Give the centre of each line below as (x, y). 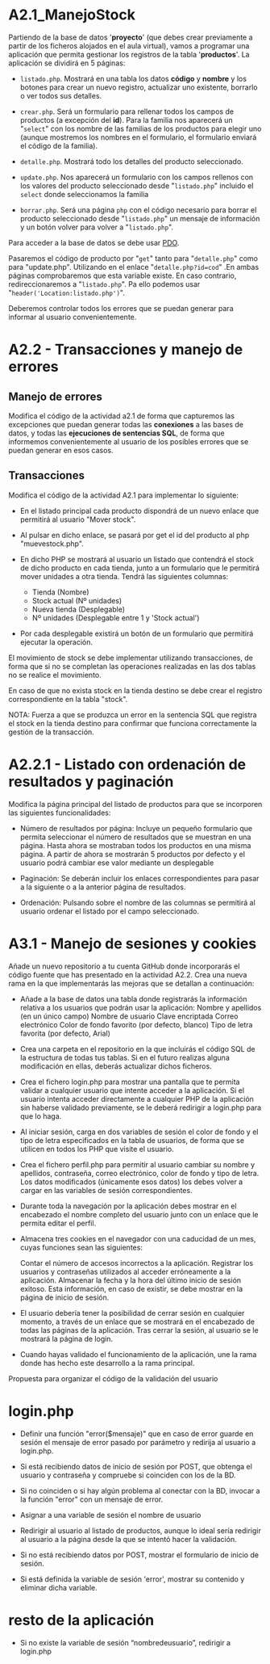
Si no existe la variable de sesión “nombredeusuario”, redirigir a (125, 1642)
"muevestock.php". (52, 544)
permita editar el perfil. (58, 1223)
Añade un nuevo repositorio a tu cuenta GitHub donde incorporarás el (124, 966)
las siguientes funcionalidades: (60, 813)
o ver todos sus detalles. (61, 95)
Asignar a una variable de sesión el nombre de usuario (110, 1515)
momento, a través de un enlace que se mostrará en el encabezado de (137, 1322)
